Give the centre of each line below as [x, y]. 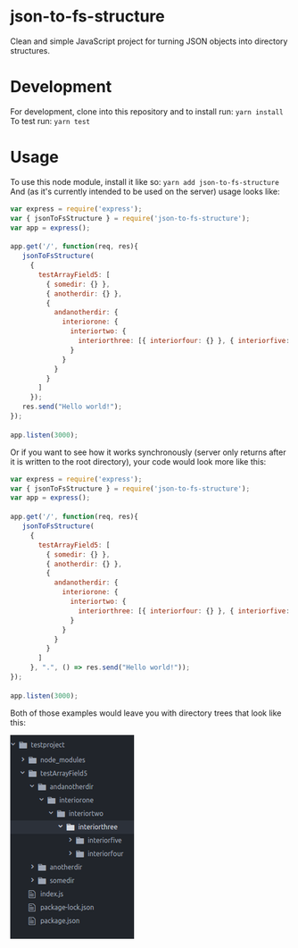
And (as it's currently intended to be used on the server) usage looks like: [145, 191]
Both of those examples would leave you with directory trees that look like [146, 713]
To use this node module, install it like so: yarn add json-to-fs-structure [145, 181]
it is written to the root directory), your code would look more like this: [138, 461]
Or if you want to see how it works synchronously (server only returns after [148, 452]
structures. [30, 50]
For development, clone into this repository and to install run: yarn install [147, 111]
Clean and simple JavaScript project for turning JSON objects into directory [149, 41]
